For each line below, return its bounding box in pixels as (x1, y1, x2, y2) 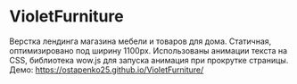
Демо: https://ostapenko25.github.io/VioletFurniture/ (9, 64, 204, 75)
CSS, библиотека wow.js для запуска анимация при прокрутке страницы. (9, 55, 289, 65)
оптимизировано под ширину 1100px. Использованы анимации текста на (9, 45, 288, 55)
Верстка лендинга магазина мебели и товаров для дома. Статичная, (9, 36, 272, 46)
